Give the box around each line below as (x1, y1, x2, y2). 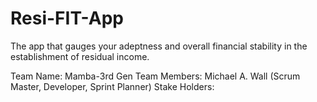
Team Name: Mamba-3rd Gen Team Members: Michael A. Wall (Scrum (10, 70, 301, 82)
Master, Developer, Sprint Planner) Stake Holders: (10, 80, 215, 92)
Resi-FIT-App (10, 7, 124, 30)
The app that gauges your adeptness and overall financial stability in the (10, 40, 308, 52)
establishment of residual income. (10, 50, 150, 62)
